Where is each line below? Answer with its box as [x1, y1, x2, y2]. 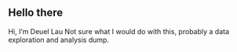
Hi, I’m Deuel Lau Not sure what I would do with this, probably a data [8, 26, 230, 36]
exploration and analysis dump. [8, 35, 110, 44]
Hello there [8, 6, 64, 19]
